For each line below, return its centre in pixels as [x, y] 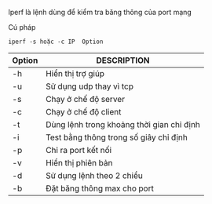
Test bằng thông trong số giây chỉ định [117, 137]
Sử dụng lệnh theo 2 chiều [94, 175]
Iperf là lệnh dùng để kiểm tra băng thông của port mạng [100, 12]
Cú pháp [22, 27]
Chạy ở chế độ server [86, 99]
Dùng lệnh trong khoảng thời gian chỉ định [123, 124]
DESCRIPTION [123, 60]
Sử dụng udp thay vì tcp [90, 86]
